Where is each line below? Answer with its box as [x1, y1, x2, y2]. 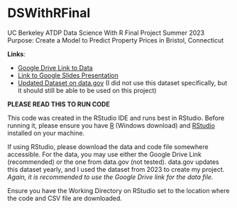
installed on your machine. [7, 128, 85, 137]
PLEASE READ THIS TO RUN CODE [7, 99, 110, 108]
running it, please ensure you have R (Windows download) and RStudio [7, 121, 215, 129]
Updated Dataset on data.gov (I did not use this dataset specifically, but [17, 78, 228, 87]
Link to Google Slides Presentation [17, 71, 119, 80]
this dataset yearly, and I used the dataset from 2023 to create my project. [7, 165, 225, 173]
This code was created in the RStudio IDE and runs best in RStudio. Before [7, 114, 225, 122]
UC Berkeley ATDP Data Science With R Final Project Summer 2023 [7, 28, 205, 37]
